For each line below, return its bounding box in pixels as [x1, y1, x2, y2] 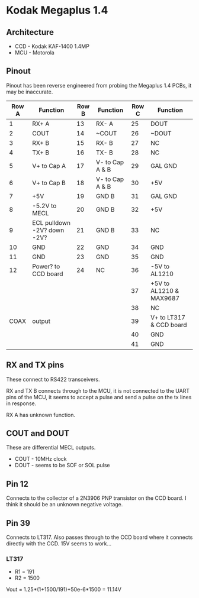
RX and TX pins [6, 360, 65, 370]
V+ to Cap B [32, 179, 66, 187]
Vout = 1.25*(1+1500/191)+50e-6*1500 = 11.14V [6, 586, 122, 593]
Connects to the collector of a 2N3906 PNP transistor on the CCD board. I [6, 494, 187, 502]
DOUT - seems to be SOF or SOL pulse [14, 462, 110, 469]
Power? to [32, 262, 60, 270]
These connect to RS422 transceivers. [6, 376, 100, 383]
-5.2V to [32, 202, 57, 210]
